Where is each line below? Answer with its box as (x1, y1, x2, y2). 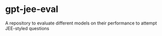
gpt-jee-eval (5, 3, 59, 15)
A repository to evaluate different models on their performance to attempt (5, 20, 157, 26)
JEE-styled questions (5, 25, 49, 31)
